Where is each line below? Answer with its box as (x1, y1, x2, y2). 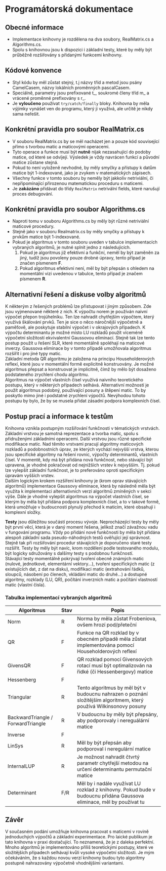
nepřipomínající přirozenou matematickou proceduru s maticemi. (12, 180, 144, 186)
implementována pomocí (77, 642, 134, 649)
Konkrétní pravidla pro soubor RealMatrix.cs (5, 125, 144, 134)
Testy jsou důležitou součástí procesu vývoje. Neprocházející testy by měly (5, 519, 159, 525)
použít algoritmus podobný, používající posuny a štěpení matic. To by (5, 387, 146, 393)
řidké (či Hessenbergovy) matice (77, 668, 153, 675)
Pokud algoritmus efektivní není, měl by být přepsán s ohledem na (19, 265, 155, 271)
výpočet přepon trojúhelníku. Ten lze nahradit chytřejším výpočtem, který (5, 314, 155, 320)
